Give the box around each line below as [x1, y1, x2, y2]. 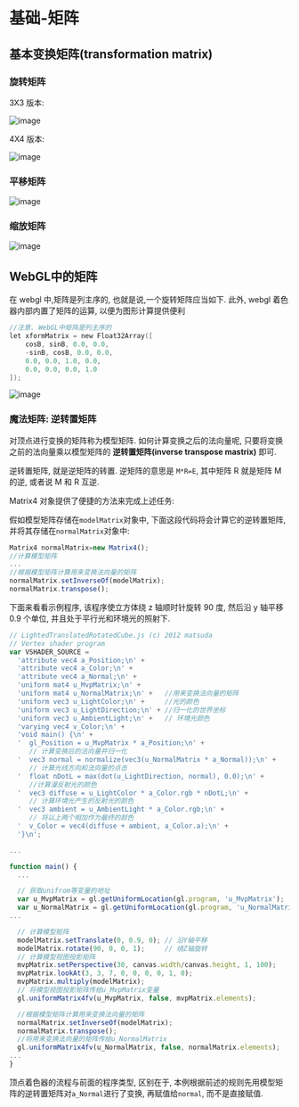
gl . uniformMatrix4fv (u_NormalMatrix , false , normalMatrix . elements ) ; [17, 1043, 280, 1053]
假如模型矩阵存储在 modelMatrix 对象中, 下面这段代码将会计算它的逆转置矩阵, [9, 514, 287, 525]
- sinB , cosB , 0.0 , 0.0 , [25, 348, 114, 357]
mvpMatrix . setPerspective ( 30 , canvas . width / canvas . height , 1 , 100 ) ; [17, 961, 277, 970]
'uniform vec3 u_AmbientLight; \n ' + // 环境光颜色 [17, 714, 211, 723]
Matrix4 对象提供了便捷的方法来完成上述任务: [9, 495, 175, 506]
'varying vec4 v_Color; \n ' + [17, 722, 125, 731]
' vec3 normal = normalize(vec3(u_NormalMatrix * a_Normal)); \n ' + [17, 756, 277, 764]
